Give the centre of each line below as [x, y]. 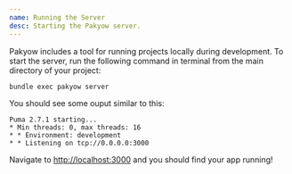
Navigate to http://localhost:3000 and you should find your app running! [141, 159]
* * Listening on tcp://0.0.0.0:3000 [79, 143]
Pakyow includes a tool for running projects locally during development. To [146, 51]
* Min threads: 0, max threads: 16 [75, 127]
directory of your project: [55, 70]
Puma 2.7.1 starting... [53, 120]
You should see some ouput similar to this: [87, 103]
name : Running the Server [57, 17]
